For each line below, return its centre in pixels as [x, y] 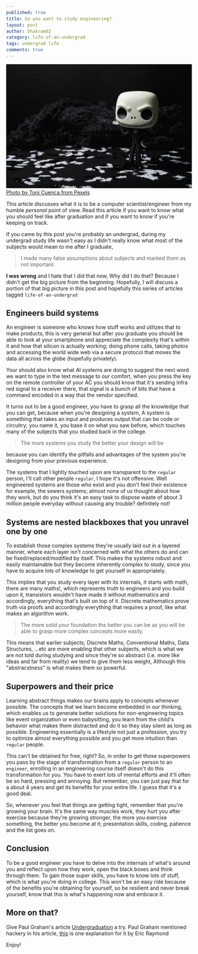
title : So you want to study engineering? [59, 19]
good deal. [19, 793]
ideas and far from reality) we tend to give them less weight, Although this [96, 662]
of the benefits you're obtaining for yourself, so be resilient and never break [98, 888]
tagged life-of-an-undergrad [42, 295]
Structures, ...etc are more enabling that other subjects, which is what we [95, 649]
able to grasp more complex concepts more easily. [82, 631]
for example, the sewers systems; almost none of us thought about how [93, 491]
